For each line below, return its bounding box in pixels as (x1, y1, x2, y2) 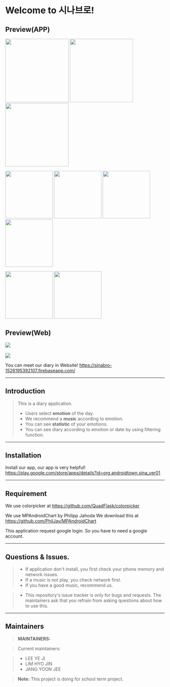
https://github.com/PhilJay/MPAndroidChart (5, 518, 97, 524)
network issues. (25, 571, 59, 578)
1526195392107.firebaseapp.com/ (5, 367, 75, 373)
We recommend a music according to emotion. (25, 415, 124, 422)
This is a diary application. (17, 400, 72, 406)
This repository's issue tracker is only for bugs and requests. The (25, 592, 161, 598)
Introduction (5, 387, 46, 396)
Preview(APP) (5, 25, 50, 33)
